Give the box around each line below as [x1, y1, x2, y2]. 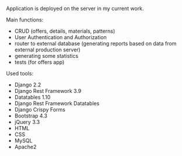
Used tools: [6, 70, 34, 77]
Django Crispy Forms [14, 106, 66, 113]
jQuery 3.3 [14, 119, 40, 125]
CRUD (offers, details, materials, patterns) [14, 27, 116, 34]
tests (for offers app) [14, 58, 65, 65]
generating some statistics [14, 53, 79, 59]
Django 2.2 [14, 81, 41, 88]
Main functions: [6, 16, 44, 23]
